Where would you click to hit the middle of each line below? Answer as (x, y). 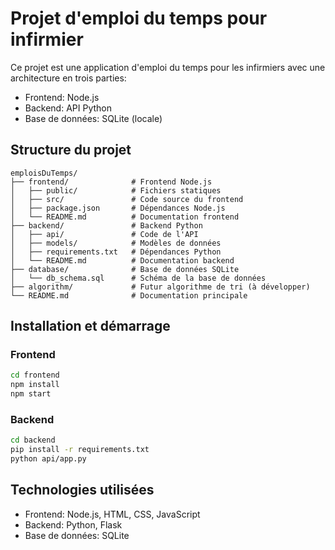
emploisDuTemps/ (44, 173)
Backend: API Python (68, 108)
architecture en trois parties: (68, 78)
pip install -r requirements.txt (80, 450)
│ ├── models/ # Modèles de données (116, 243)
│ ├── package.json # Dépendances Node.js (118, 208)
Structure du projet (71, 150)
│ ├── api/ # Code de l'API (104, 234)
